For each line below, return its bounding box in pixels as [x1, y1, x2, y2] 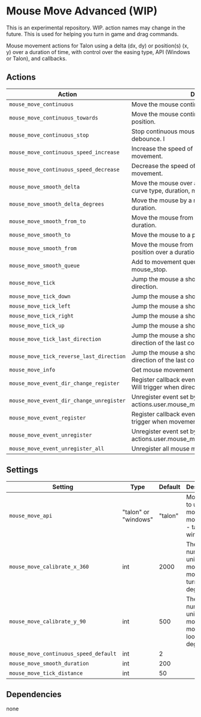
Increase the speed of [131, 144, 193, 152]
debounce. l [131, 134, 165, 143]
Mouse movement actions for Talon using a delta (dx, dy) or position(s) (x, [6, 42, 189, 49]
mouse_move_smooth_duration [9, 660, 89, 667]
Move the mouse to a [131, 230, 191, 239]
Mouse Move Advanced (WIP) [6, 4, 158, 18]
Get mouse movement [131, 365, 194, 374]
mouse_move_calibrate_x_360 [9, 563, 89, 570]
